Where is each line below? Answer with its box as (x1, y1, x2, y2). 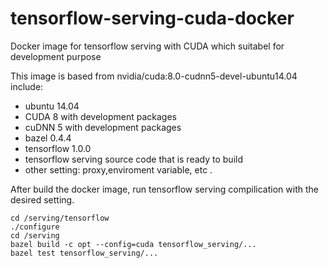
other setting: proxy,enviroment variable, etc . (24, 163, 213, 176)
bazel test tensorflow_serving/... (10, 248, 159, 258)
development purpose (10, 50, 102, 62)
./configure (10, 222, 60, 232)
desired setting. (10, 193, 75, 206)
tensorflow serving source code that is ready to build (24, 153, 243, 165)
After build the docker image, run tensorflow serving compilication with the (10, 183, 319, 195)
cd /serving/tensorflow (10, 213, 110, 223)
